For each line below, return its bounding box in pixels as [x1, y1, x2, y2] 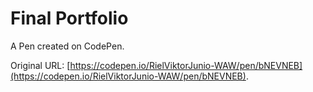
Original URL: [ [10, 59, 71, 71]
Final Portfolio [10, 7, 129, 30]
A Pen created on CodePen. [10, 40, 125, 52]
